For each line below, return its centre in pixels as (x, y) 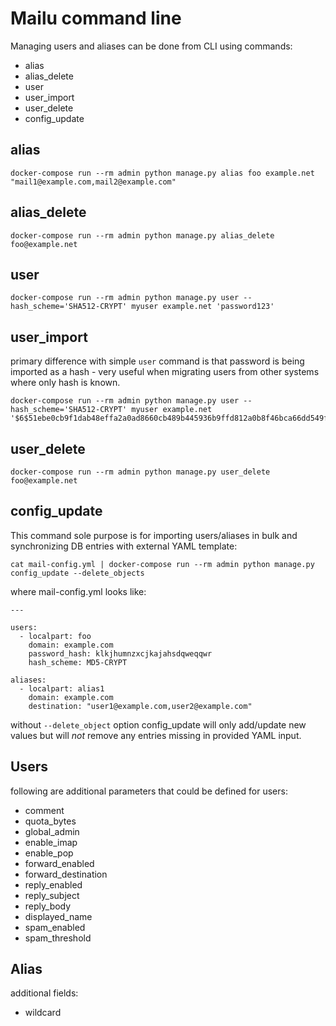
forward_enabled (59, 863)
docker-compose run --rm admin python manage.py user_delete (140, 472)
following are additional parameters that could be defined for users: (149, 791)
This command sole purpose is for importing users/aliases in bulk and (154, 535)
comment (44, 810)
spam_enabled (55, 927)
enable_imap (51, 842)
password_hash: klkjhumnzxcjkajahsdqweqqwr (120, 653)
